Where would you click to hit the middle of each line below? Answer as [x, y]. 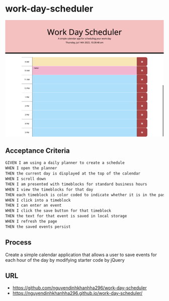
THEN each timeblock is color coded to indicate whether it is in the [81, 195]
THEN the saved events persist [38, 227]
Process [18, 243]
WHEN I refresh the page [31, 221]
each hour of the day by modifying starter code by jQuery [65, 260]
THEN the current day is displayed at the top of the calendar [73, 174]
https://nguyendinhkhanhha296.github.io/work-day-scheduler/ [77, 293]
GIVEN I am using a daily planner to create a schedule [65, 163]
